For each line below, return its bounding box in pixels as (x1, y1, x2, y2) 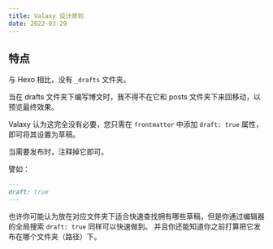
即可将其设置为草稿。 (8, 129, 80, 139)
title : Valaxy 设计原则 (8, 11, 84, 20)
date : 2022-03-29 (8, 20, 67, 28)
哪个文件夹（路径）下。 (22, 231, 102, 241)
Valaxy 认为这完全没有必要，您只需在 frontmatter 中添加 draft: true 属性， (8, 120, 263, 129)
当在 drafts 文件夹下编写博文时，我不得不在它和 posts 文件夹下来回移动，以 (8, 92, 262, 102)
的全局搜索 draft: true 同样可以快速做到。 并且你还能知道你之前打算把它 (8, 221, 254, 231)
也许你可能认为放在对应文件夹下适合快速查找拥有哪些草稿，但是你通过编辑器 (8, 211, 265, 221)
